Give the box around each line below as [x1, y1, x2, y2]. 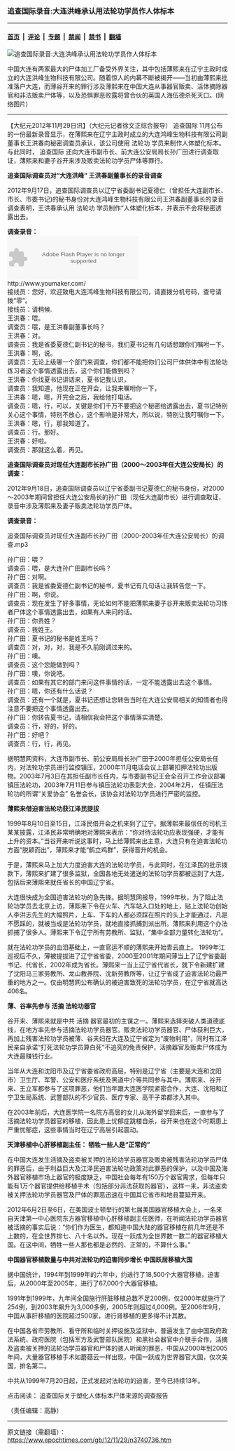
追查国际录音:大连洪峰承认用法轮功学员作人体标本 [7, 6, 175, 15]
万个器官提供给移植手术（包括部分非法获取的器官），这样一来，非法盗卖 [22, 1181, 227, 1190]
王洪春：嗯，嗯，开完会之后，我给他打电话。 [7, 392, 136, 401]
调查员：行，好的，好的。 [7, 722, 81, 730]
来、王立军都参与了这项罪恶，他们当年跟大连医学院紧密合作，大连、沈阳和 [7, 1084, 222, 1092]
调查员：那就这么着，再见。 [7, 445, 87, 453]
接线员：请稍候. [7, 305, 52, 313]
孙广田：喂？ [7, 555, 44, 563]
